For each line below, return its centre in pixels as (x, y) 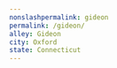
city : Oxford (33, 42)
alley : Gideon (35, 34)
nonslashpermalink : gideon (59, 17)
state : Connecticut (45, 50)
